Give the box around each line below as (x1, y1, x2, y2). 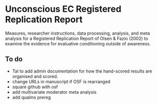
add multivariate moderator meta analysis (12, 89, 97, 95)
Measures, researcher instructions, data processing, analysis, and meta (5, 30, 150, 36)
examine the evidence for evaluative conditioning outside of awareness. (5, 40, 151, 46)
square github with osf (12, 84, 58, 90)
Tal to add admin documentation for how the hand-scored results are (12, 68, 153, 74)
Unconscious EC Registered (5, 3, 122, 15)
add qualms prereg (12, 94, 51, 100)
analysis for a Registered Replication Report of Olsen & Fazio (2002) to (5, 35, 149, 41)
